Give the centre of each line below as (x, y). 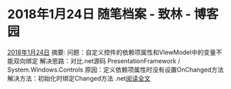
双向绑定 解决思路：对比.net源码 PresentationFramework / (97, 60)
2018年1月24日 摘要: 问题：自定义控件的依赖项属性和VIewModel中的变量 (112, 52)
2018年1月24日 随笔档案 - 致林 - (99, 14)
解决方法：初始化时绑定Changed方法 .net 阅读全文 (79, 78)
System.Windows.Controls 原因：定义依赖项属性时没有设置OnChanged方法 (115, 70)
